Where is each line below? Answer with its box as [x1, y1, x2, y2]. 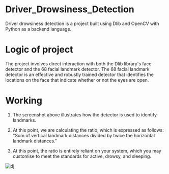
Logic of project [5, 44, 73, 56]
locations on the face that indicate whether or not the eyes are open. [5, 77, 149, 83]
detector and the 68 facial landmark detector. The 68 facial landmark [5, 66, 150, 72]
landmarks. [12, 117, 37, 123]
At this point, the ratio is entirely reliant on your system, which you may [12, 147, 161, 154]
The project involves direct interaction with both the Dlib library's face [5, 60, 152, 67]
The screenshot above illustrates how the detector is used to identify [12, 111, 157, 118]
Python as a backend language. [5, 26, 72, 32]
